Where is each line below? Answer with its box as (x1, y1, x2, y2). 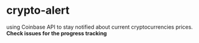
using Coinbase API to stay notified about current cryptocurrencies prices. (6, 23, 193, 30)
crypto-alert (6, 4, 70, 17)
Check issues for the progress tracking (6, 29, 107, 36)
